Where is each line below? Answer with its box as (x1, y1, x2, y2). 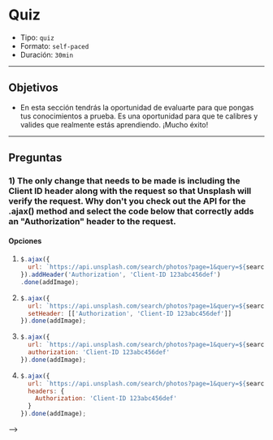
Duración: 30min (19, 50, 74, 59)
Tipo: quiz (19, 32, 54, 42)
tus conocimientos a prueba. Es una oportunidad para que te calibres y (19, 111, 258, 121)
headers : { (28, 387, 65, 395)
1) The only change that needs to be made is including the (8, 175, 240, 187)
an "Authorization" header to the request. (8, 216, 176, 227)
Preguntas (8, 151, 63, 165)
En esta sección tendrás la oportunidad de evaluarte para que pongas (19, 102, 254, 112)
